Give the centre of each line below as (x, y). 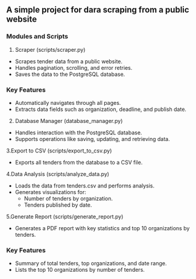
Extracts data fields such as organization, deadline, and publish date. (101, 109)
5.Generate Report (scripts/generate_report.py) (65, 216)
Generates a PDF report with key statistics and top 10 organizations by (102, 228)
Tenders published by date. (58, 205)
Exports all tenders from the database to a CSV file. (79, 162)
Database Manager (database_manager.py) (69, 121)
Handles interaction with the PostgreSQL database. (78, 133)
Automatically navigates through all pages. (68, 102)
